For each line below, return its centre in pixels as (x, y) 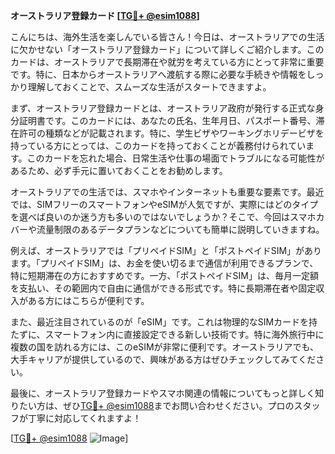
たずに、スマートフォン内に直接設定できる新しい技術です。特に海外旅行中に (167, 334)
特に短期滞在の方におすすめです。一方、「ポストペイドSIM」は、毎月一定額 (164, 275)
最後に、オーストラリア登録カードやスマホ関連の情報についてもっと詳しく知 (167, 393)
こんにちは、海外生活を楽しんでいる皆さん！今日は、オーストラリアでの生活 (167, 37)
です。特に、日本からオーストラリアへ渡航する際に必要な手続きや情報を (158, 74)
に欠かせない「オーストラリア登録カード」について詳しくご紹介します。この (167, 49)
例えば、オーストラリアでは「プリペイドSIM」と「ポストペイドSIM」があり (166, 250)
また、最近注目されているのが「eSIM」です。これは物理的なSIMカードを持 (164, 322)
